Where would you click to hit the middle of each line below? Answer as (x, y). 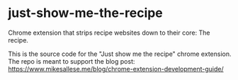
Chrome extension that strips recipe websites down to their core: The (109, 33)
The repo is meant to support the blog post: (72, 61)
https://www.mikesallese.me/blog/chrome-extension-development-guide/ (116, 69)
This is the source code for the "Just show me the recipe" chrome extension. (120, 54)
